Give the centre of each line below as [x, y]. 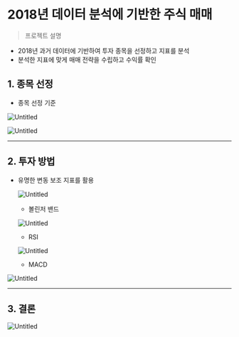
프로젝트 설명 [43, 36]
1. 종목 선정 [30, 84]
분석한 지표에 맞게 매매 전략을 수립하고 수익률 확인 [87, 59]
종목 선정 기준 [37, 102]
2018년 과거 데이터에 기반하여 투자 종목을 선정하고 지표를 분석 [103, 50]
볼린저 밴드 [43, 209]
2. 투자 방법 [31, 162]
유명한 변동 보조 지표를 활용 [56, 180]
